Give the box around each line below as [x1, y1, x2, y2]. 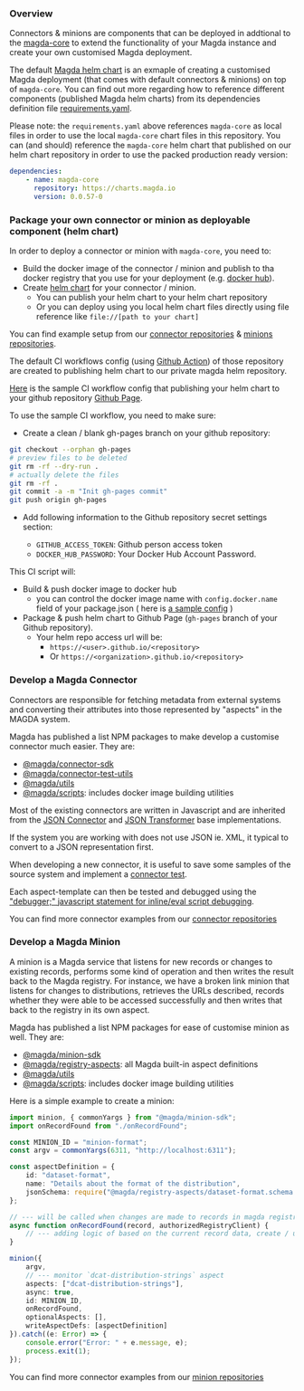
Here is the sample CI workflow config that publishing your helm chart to [9, 383, 280, 394]
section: [22, 521, 53, 532]
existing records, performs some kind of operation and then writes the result [9, 966, 294, 977]
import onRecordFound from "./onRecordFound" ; [9, 1121, 188, 1130]
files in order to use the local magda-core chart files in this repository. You [9, 130, 280, 141]
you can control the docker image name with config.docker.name [35, 594, 278, 605]
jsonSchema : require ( [25, 1187, 107, 1196]
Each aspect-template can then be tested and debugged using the [9, 886, 257, 897]
